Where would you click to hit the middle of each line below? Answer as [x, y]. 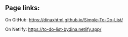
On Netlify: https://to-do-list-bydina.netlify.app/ [53, 29]
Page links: [22, 8]
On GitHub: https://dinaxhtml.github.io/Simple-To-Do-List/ [64, 19]
